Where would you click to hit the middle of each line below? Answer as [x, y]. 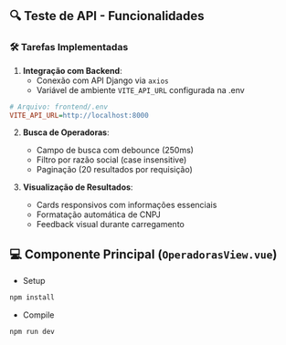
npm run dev [32, 332]
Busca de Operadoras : [66, 132]
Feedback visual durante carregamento [110, 225]
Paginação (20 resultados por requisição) [115, 170]
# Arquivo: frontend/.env [58, 107]
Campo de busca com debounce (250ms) [115, 151]
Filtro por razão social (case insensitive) [111, 160]
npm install [32, 298]
